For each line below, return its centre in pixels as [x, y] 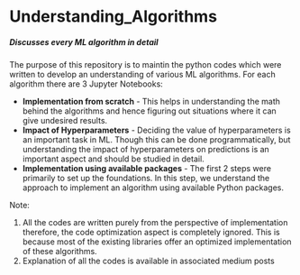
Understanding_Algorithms [114, 17]
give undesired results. [65, 121]
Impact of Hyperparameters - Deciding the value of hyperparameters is [156, 130]
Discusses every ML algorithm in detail [84, 41]
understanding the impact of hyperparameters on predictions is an [146, 150]
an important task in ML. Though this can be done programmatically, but [156, 140]
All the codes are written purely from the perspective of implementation [155, 223]
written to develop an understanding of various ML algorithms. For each [143, 75]
